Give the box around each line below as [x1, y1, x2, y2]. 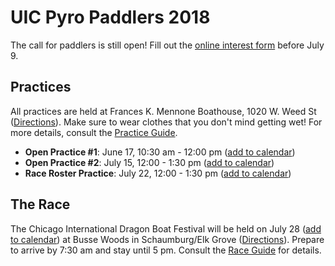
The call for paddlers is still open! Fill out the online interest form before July [10, 39, 325, 51]
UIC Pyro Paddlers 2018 [10, 6, 211, 29]
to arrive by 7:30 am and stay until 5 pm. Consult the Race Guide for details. [10, 244, 322, 256]
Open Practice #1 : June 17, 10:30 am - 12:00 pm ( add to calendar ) [24, 146, 296, 158]
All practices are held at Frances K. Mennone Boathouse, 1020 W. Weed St [10, 105, 317, 117]
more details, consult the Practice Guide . [10, 126, 178, 138]
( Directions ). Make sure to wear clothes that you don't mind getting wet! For [10, 116, 323, 128]
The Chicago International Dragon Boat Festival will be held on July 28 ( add [10, 222, 322, 235]
